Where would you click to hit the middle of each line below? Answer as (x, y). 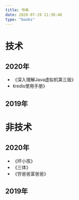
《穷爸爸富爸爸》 (30, 174)
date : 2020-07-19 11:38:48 (34, 15)
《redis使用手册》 (30, 86)
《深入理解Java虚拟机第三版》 (44, 80)
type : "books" (20, 19)
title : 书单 (17, 10)
